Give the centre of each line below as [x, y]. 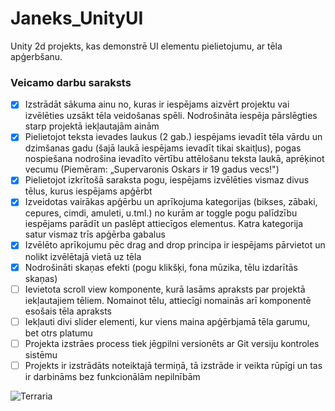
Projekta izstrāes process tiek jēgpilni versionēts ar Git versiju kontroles [172, 343]
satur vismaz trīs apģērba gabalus [95, 234]
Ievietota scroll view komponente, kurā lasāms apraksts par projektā [165, 289]
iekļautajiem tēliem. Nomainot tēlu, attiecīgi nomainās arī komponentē [168, 300]
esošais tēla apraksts [68, 311]
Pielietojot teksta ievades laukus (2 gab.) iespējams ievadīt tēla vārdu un [173, 137]
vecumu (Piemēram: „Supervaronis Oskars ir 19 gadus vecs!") [152, 169]
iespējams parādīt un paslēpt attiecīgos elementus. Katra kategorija [164, 224]
